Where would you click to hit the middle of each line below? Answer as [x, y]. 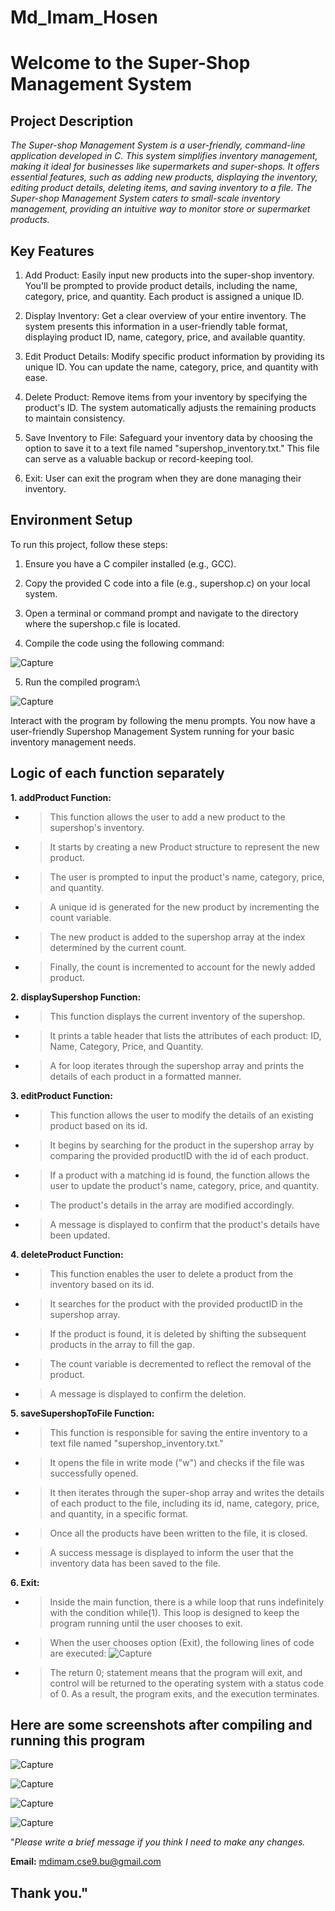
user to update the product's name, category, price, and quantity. [184, 1185]
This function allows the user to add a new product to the [167, 817]
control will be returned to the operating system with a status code [187, 1683]
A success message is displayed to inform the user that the [171, 1552]
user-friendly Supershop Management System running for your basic [152, 731]
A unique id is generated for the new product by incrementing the [184, 907]
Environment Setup [71, 520]
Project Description [72, 121]
